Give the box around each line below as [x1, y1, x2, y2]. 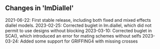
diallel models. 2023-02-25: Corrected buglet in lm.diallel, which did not [5, 22, 152, 28]
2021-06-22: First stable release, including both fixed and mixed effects [5, 17, 151, 23]
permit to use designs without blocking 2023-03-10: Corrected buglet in [5, 27, 152, 34]
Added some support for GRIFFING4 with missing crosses [20, 38, 138, 44]
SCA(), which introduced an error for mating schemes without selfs [5, 33, 142, 39]
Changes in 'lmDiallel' [5, 4, 74, 12]
